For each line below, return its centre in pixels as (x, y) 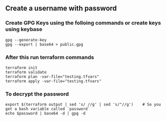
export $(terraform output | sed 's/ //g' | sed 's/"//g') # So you (83, 105)
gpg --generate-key (26, 40)
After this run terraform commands (50, 57)
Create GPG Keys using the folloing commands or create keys (83, 23)
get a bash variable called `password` (48, 109)
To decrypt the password (37, 94)
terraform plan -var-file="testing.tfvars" (52, 77)
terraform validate (26, 72)
